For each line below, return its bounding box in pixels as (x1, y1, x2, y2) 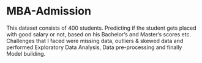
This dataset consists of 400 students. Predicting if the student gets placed (6, 24, 197, 31)
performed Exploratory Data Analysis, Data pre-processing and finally (6, 44, 182, 51)
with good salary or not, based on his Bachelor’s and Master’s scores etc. (6, 30, 192, 38)
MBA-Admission (6, 4, 92, 18)
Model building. (6, 50, 46, 57)
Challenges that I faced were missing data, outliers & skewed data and (6, 37, 184, 44)
